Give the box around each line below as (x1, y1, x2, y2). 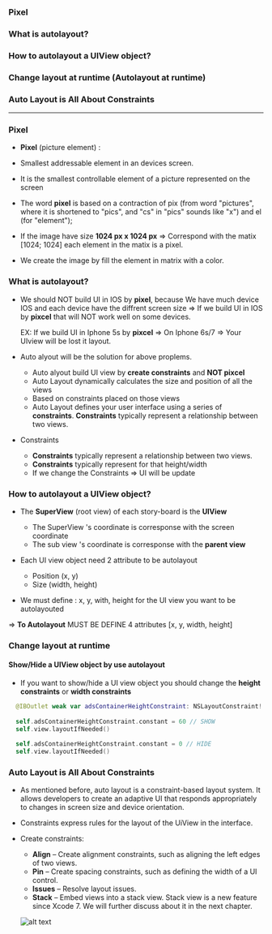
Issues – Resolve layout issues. (32, 884, 137, 894)
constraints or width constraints (19, 687, 132, 696)
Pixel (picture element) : (19, 143, 101, 153)
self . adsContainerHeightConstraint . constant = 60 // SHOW (15, 717, 216, 725)
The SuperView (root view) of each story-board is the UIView (19, 506, 227, 516)
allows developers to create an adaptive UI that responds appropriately (19, 794, 257, 803)
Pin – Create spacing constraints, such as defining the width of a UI (32, 867, 257, 876)
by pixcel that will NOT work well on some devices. (19, 312, 192, 321)
